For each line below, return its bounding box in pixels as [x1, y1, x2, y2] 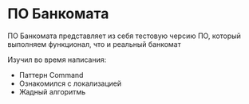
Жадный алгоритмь [18, 87, 86, 96]
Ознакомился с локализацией [18, 79, 122, 88]
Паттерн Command [18, 70, 84, 79]
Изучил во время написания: [7, 55, 107, 64]
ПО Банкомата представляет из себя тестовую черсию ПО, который [7, 31, 241, 40]
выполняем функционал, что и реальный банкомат [7, 39, 181, 48]
